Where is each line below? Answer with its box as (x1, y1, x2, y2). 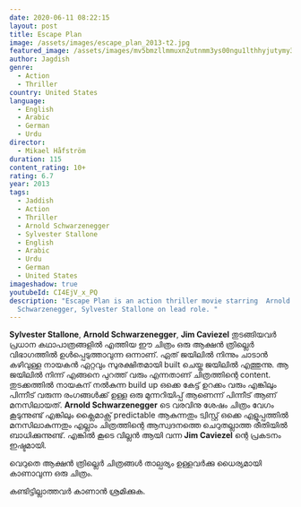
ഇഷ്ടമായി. (9, 440, 47, 451)
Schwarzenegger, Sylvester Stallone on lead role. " (17, 305, 219, 314)
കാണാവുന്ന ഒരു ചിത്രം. (9, 468, 93, 479)
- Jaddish (17, 196, 54, 206)
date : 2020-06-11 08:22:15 (9, 13, 110, 22)
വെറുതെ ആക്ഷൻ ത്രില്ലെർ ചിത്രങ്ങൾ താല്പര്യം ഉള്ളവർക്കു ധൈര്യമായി (9, 458, 262, 468)
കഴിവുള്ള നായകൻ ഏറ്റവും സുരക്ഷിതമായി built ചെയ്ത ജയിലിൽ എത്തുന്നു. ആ (9, 359, 289, 370)
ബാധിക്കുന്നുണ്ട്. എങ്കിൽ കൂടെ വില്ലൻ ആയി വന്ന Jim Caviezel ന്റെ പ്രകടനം (9, 430, 281, 441)
